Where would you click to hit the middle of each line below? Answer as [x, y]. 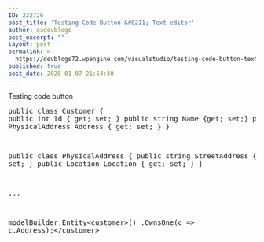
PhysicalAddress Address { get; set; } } [89, 126]
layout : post [29, 45]
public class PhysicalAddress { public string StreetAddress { [132, 156]
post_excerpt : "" [37, 37]
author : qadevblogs [40, 30]
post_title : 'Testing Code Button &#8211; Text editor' [101, 23]
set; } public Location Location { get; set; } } [106, 164]
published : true [35, 67]
